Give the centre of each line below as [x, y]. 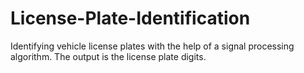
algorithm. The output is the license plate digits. [108, 56]
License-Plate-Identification [130, 18]
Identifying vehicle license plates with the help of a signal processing [152, 46]
